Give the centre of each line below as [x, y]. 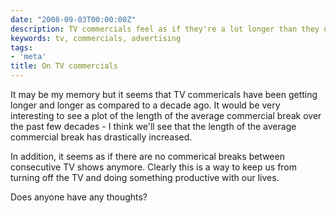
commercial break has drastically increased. [101, 137]
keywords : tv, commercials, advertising [96, 38]
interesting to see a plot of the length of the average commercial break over [166, 115]
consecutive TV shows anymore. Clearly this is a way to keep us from [154, 167]
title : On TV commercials [64, 66]
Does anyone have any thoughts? [79, 197]
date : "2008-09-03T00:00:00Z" [73, 19]
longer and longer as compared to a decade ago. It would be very [145, 105]
